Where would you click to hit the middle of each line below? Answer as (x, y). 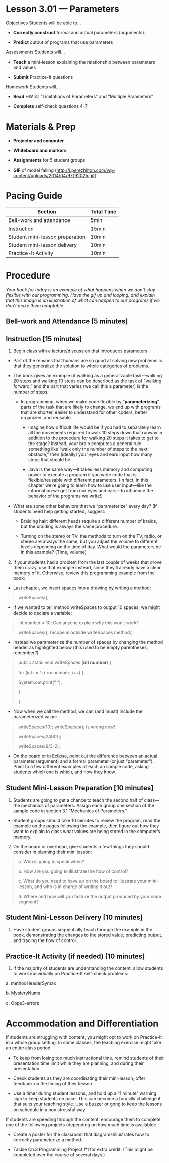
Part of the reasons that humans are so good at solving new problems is (88, 360)
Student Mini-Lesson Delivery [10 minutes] (74, 918)
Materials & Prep (41, 127)
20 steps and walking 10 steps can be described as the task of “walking (87, 381)
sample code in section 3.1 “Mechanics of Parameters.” (70, 811)
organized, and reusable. (46, 417)
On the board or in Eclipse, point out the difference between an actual (85, 756)
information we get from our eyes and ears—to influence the (91, 490)
